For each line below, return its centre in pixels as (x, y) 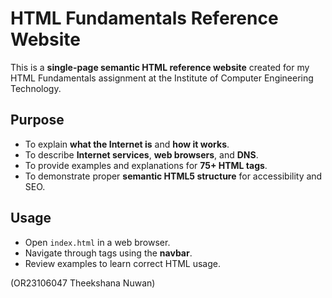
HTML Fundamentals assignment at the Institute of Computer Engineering (162, 78)
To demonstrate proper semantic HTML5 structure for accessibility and (173, 176)
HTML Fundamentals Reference (144, 18)
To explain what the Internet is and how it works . (127, 144)
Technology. (36, 88)
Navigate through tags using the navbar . (108, 253)
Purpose (37, 120)
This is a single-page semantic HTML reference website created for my (160, 67)
